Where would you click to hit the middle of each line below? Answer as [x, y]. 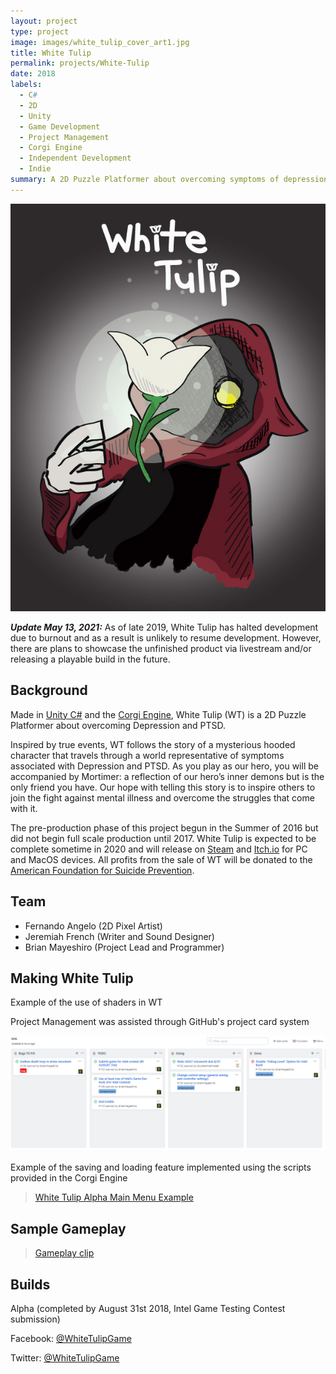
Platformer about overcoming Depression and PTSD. [118, 725]
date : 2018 [33, 74]
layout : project [44, 21]
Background [49, 690]
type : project [40, 31]
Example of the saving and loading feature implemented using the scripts [161, 1167]
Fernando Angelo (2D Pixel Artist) [93, 926]
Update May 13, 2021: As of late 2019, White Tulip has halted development [164, 627]
